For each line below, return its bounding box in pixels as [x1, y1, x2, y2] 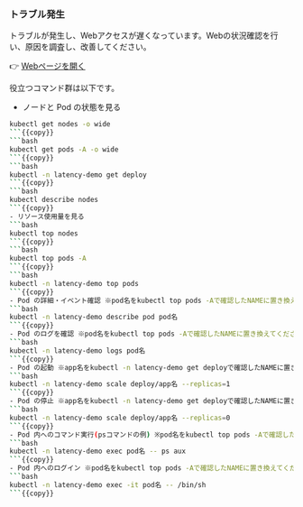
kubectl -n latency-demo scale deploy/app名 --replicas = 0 [9, 413, 231, 422]
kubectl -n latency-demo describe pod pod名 [9, 313, 179, 322]
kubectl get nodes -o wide [9, 120, 111, 129]
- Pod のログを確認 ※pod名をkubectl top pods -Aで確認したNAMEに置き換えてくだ [9, 329, 290, 339]
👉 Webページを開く [9, 60, 86, 71]
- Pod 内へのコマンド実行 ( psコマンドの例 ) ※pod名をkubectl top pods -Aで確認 [9, 430, 283, 439]
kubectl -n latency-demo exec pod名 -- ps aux [9, 447, 187, 456]
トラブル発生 [9, 7, 66, 20]
